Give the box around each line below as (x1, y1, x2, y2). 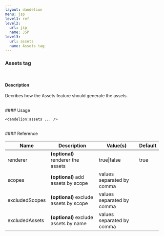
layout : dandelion (5, 7, 42, 12)
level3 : (5, 35, 21, 40)
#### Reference (5, 130, 38, 137)
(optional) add (50, 174, 84, 181)
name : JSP (9, 30, 29, 35)
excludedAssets (7, 217, 44, 224)
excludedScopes (7, 197, 46, 204)
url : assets (9, 39, 34, 44)
